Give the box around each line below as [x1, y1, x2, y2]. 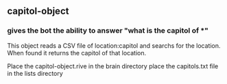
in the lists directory [7, 69, 63, 77]
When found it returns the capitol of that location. [7, 48, 147, 57]
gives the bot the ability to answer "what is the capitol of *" [7, 26, 209, 36]
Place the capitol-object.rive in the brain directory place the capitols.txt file [7, 61, 219, 70]
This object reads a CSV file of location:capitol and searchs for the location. [7, 41, 221, 50]
